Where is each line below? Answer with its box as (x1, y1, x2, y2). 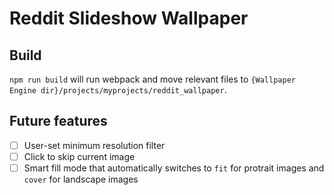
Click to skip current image (23, 150, 136, 162)
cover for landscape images (23, 173, 139, 185)
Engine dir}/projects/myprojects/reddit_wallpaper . (9, 84, 227, 96)
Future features (9, 113, 108, 130)
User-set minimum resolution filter (23, 139, 166, 151)
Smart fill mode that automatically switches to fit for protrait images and (23, 162, 325, 174)
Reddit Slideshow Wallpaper (9, 7, 249, 30)
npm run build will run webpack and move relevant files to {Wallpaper (9, 73, 296, 85)
